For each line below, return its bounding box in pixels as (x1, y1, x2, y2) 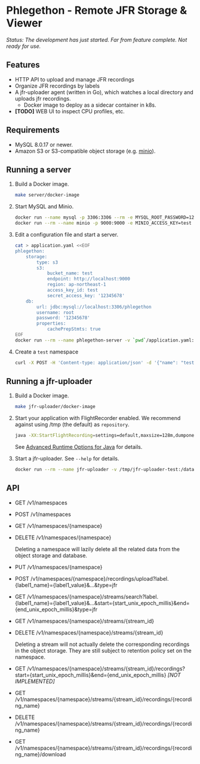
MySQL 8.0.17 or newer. (14, 141, 73, 148)
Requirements (6, 125, 60, 135)
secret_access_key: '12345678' (47, 292, 125, 298)
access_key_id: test (47, 287, 99, 293)
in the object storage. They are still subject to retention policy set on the (14, 647, 192, 654)
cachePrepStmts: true (47, 326, 101, 333)
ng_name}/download (14, 750, 66, 758)
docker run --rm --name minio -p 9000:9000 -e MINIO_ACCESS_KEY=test (14, 220, 192, 227)
